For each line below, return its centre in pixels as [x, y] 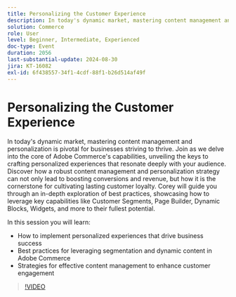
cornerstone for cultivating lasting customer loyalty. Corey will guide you [112, 186]
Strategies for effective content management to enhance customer [114, 266]
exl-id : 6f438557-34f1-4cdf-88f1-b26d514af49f [77, 72]
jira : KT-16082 [29, 66]
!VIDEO [35, 287]
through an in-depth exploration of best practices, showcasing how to [108, 194]
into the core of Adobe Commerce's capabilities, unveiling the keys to [108, 157]
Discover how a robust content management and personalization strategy [113, 171]
